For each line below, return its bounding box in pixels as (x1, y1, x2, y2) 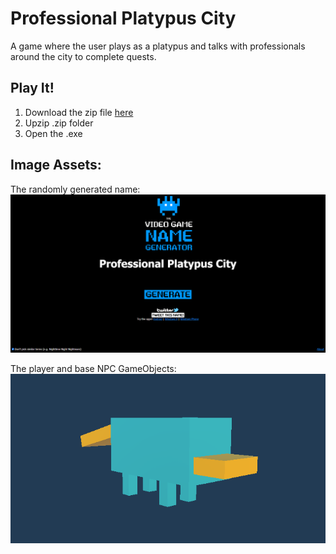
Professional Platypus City (10, 7, 237, 30)
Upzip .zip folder (24, 117, 94, 129)
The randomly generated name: (10, 183, 141, 195)
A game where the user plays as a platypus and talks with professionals (10, 40, 306, 52)
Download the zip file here (24, 106, 134, 118)
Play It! (10, 80, 55, 97)
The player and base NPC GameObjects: (10, 362, 177, 374)
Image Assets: (10, 157, 102, 174)
